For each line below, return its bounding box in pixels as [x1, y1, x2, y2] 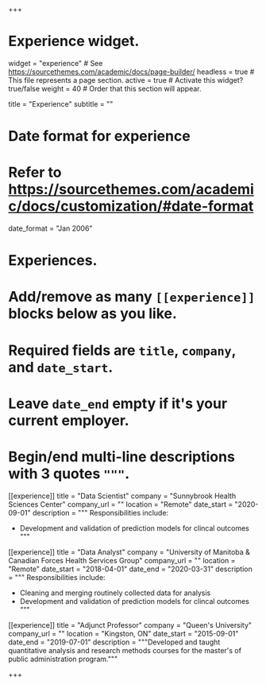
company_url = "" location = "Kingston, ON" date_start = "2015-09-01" [8, 629, 239, 638]
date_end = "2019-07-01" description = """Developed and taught [8, 637, 221, 647]
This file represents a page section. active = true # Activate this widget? [8, 75, 244, 84]
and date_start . [8, 358, 114, 376]
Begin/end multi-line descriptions [8, 448, 236, 465]
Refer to [8, 164, 62, 181]
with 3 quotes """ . [8, 465, 130, 482]
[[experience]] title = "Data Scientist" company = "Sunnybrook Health [8, 491, 237, 500]
